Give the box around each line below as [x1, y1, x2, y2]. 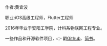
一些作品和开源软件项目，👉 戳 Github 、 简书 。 [5, 36, 98, 41]
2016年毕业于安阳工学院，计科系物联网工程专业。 [5, 25, 105, 31]
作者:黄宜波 [5, 4, 28, 10]
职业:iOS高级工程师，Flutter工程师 [5, 15, 74, 21]
